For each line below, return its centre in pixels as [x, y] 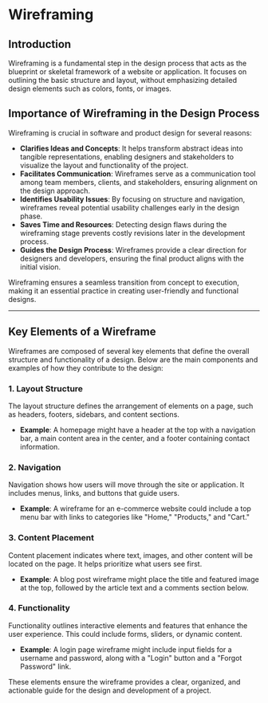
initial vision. [40, 267]
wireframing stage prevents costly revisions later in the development [132, 233]
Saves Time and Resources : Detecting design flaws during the [123, 224]
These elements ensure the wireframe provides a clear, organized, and [124, 681]
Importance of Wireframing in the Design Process [134, 114]
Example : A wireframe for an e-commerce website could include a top [135, 509]
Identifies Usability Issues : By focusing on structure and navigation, [132, 199]
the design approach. [55, 190]
